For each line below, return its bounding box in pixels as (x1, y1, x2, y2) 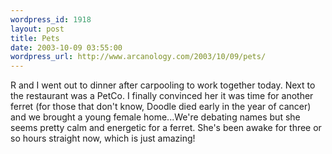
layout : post (10, 24, 65, 34)
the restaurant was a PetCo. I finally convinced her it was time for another (10, 90, 314, 102)
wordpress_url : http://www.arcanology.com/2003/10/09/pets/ (10, 52, 267, 62)
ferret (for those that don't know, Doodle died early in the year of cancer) (10, 101, 312, 113)
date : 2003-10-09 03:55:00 (10, 42, 123, 53)
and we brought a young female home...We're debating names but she (10, 111, 301, 123)
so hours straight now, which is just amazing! (10, 132, 196, 145)
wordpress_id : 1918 (10, 14, 92, 25)
